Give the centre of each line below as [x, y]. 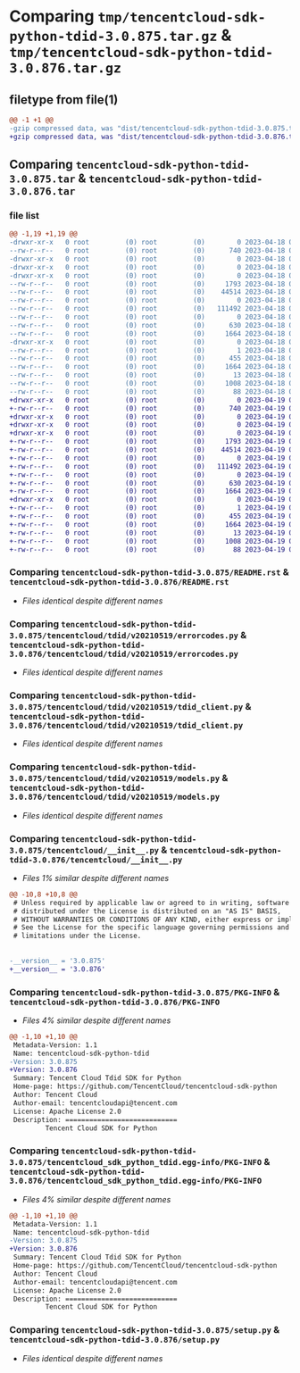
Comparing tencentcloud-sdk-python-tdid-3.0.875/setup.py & [145, 1330]
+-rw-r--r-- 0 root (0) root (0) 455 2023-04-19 [147, 516]
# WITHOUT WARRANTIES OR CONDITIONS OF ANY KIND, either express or [143, 919]
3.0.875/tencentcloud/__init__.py [84, 850]
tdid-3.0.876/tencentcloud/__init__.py [96, 860]
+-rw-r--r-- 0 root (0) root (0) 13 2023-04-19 [147, 533]
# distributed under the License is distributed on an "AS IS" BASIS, [147, 911]
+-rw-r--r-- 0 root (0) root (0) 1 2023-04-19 [147, 508]
